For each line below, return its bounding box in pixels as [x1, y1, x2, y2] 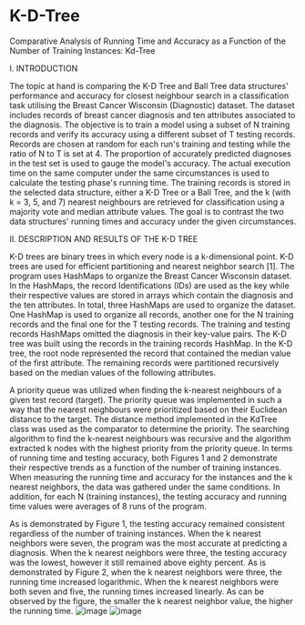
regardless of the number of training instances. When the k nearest [9, 528, 261, 539]
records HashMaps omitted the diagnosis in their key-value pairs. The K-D [9, 328, 287, 339]
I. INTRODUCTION [9, 63, 78, 74]
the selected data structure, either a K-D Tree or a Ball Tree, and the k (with [9, 186, 291, 197]
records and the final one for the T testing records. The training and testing [9, 318, 291, 329]
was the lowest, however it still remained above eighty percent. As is [9, 557, 267, 568]
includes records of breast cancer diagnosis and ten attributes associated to [9, 109, 296, 120]
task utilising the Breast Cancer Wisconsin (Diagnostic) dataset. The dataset [9, 99, 295, 110]
